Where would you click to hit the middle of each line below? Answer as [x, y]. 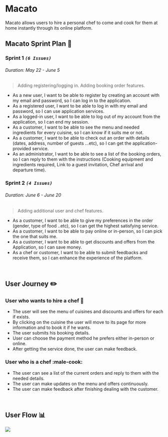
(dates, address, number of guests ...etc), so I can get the [72, 143]
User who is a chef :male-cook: [44, 362]
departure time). [29, 170]
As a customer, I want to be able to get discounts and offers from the [83, 242]
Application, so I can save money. [47, 247]
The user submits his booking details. [51, 333]
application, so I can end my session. [51, 122]
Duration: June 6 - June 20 [33, 195]
